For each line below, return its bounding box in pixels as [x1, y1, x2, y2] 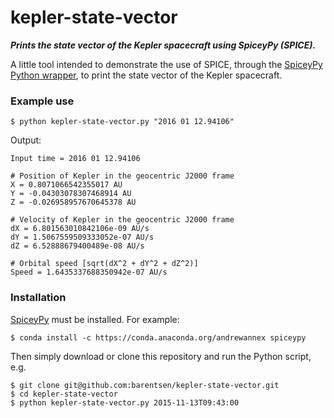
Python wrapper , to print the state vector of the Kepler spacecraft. [10, 69, 283, 81]
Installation [10, 291, 67, 305]
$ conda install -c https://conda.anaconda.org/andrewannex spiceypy [10, 332, 307, 343]
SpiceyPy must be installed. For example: [10, 313, 180, 325]
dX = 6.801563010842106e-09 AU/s [10, 224, 150, 234]
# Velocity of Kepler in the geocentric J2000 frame [10, 215, 235, 225]
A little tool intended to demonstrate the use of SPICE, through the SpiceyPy [10, 58, 323, 70]
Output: [10, 134, 42, 146]
